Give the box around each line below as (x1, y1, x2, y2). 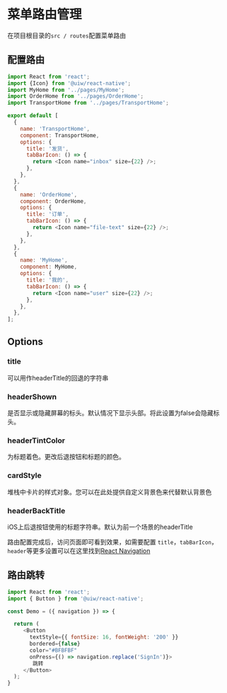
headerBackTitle (7, 506, 66, 516)
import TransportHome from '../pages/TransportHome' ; (7, 100, 170, 107)
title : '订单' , (25, 211, 69, 218)
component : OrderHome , (20, 197, 87, 205)
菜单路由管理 (7, 6, 83, 23)
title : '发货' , (25, 145, 69, 152)
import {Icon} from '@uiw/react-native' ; (7, 79, 132, 87)
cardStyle (7, 471, 42, 481)
